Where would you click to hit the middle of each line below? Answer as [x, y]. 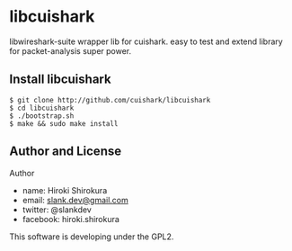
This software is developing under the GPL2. [92, 237]
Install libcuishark [60, 80]
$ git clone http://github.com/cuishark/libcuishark [110, 100]
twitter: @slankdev [57, 210]
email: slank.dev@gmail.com [75, 200]
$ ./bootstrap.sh [42, 116]
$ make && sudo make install [64, 123]
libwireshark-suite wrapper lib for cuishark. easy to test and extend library [146, 41]
